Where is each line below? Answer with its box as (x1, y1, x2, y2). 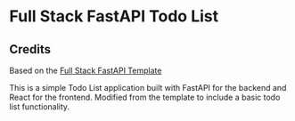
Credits (9, 42, 52, 57)
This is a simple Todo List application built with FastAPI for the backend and (9, 83, 287, 93)
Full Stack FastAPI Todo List (9, 6, 219, 27)
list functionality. (9, 101, 70, 112)
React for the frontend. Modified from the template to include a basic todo (9, 92, 281, 102)
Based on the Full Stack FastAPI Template (9, 65, 162, 76)
